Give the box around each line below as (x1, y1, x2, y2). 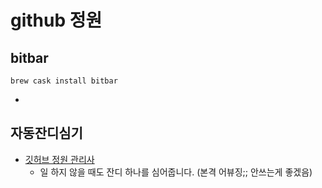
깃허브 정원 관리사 (24, 153, 95, 165)
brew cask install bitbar (10, 76, 118, 86)
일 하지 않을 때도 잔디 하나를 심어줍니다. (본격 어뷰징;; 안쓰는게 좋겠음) (39, 166, 313, 178)
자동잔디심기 (10, 125, 83, 142)
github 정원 (10, 9, 103, 32)
